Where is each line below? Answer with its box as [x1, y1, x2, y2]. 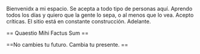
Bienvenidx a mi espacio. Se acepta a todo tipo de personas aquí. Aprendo [6, 5, 193, 12]
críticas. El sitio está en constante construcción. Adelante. [6, 18, 152, 25]
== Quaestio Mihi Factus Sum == [6, 29, 89, 37]
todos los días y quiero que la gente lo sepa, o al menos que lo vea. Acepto [6, 11, 194, 19]
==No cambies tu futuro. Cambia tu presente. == [6, 41, 128, 48]
